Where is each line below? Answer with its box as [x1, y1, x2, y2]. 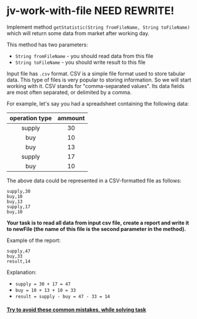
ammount [57, 114, 85, 122]
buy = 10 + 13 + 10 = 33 [15, 287, 76, 293]
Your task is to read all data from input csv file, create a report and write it [6, 219, 189, 226]
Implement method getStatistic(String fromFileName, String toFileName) [6, 23, 190, 30]
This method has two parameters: [6, 41, 89, 48]
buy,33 [6, 253, 23, 259]
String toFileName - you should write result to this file [15, 59, 146, 66]
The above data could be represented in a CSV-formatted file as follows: [6, 177, 182, 184]
